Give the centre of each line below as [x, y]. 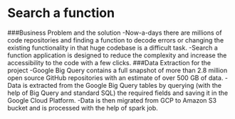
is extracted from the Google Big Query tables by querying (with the [122, 85]
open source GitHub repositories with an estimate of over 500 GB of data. [115, 78]
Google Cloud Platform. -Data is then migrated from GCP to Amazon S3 [112, 100]
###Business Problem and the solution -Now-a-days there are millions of [115, 33]
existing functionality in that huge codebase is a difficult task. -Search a [113, 47]
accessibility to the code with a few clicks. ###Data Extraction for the [109, 62]
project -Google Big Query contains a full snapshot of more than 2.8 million [117, 70]
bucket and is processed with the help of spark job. [83, 108]
